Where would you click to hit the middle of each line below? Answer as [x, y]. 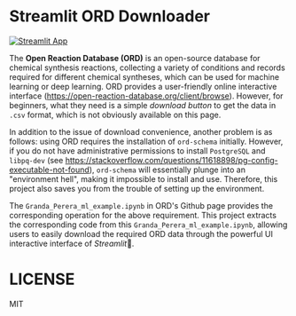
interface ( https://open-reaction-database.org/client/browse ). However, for [146, 96]
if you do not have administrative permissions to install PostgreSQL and [137, 150]
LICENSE [42, 279]
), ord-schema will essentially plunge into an [167, 170]
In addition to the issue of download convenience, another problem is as [141, 131]
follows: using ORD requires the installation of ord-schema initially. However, [146, 141]
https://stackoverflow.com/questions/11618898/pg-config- [171, 160]
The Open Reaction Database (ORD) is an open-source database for [135, 58]
